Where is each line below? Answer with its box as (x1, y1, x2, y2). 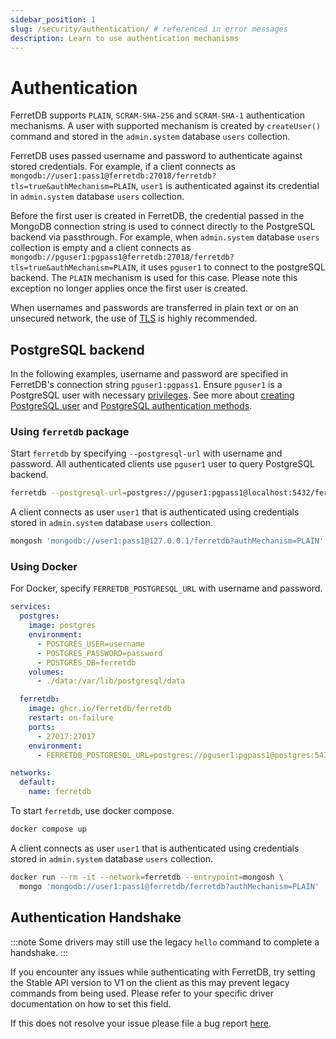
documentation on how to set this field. (10, 997, 172, 1010)
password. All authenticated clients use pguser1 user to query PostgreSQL (10, 458, 315, 470)
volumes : (28, 667, 65, 677)
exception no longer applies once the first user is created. (10, 282, 249, 295)
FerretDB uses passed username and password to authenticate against (10, 150, 303, 162)
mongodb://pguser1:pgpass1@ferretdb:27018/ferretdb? (10, 252, 235, 263)
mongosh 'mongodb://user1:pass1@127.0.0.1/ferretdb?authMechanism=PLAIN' (10, 536, 325, 546)
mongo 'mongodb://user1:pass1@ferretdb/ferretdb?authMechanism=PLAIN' (19, 881, 320, 891)
